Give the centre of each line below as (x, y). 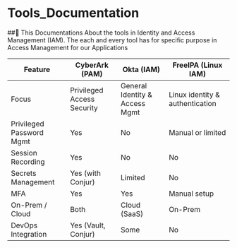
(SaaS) (132, 213)
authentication (193, 103)
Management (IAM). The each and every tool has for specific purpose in (112, 40)
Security (84, 107)
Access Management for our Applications (68, 47)
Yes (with (85, 173)
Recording (28, 162)
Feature (37, 69)
